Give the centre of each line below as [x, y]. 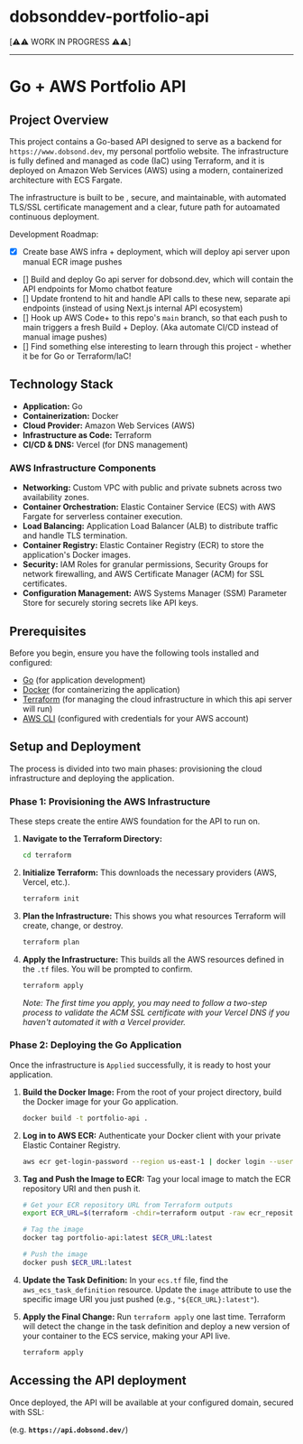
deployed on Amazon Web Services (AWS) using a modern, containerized [147, 170]
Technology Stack [61, 384]
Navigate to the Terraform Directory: [92, 839]
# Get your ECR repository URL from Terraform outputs [128, 1205]
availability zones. [55, 498]
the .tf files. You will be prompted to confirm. [107, 969]
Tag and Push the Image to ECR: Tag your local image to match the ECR [156, 1178]
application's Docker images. [76, 555]
